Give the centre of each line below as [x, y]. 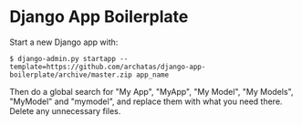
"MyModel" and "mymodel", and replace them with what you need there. [146, 101]
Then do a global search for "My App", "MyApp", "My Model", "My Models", [151, 91]
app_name [152, 75]
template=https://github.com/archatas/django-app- [108, 67]
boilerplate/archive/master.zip [71, 75]
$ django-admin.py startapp [63, 58]
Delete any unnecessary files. [65, 110]
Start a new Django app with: [64, 42]
